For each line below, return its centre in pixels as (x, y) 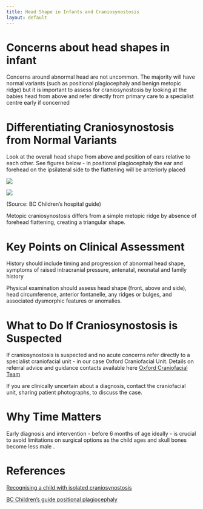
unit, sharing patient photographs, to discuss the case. (74, 392)
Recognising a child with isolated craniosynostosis (69, 488)
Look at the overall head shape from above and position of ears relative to (98, 157)
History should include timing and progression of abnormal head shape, (96, 263)
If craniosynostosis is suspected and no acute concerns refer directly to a (98, 355)
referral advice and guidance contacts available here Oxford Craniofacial (97, 368)
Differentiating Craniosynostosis (90, 127)
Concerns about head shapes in (88, 48)
